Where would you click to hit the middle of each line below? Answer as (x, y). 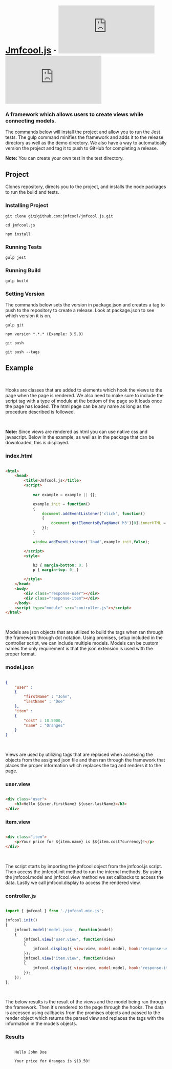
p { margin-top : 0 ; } (56, 570)
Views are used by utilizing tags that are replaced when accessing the (79, 755)
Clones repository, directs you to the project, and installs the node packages (86, 187)
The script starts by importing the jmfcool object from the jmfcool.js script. (84, 866)
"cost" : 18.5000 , (43, 721)
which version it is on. (28, 316)
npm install (18, 234)
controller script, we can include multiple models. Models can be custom (82, 643)
